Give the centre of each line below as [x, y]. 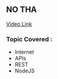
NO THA [22, 10]
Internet [24, 52]
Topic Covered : [29, 39]
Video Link [19, 24]
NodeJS [25, 71]
